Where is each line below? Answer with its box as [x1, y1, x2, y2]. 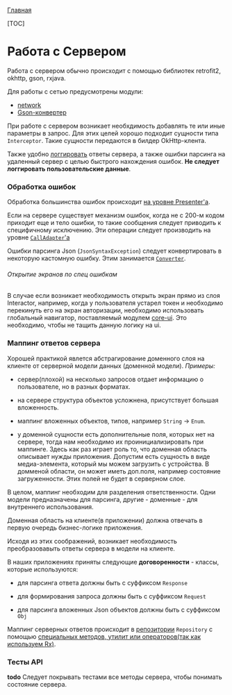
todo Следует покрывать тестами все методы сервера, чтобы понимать [7, 673, 222, 681]
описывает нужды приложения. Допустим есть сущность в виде [17, 452, 210, 460]
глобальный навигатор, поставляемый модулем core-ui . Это [7, 314, 188, 322]
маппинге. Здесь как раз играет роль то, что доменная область [17, 444, 207, 453]
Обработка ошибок [7, 182, 76, 192]
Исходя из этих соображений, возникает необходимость [7, 537, 177, 545]
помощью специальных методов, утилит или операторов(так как [7, 632, 201, 641]
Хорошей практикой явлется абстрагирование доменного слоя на [7, 354, 205, 362]
